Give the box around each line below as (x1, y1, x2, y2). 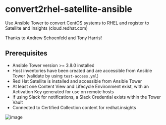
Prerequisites (5, 49, 48, 58)
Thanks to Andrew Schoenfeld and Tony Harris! (5, 35, 102, 41)
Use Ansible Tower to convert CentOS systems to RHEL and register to (5, 20, 150, 26)
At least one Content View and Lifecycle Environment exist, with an (12, 83, 149, 89)
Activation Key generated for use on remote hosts (12, 88, 114, 95)
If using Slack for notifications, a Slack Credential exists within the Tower (12, 94, 161, 100)
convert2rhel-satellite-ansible (5, 3, 133, 15)
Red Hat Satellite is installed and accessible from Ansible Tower (12, 78, 142, 84)
